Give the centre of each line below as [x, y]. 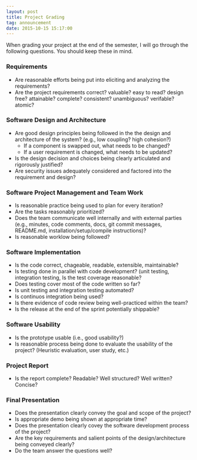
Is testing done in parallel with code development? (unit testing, [92, 271]
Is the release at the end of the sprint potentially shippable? [87, 309]
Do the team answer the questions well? [63, 451]
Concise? [26, 385]
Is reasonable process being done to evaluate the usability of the [94, 344]
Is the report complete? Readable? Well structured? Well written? [93, 378]
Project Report [28, 365]
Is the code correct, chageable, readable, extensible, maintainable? [96, 265]
